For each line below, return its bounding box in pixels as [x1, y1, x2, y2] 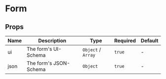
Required [114, 38, 136, 44]
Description [38, 38, 67, 44]
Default [140, 38, 159, 44]
